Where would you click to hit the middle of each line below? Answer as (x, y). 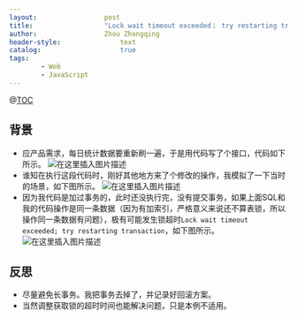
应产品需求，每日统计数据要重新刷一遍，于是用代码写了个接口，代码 (146, 153)
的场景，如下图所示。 (61, 186)
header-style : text (73, 42)
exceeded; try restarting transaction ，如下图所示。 (120, 230)
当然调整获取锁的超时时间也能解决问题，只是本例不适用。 (126, 306)
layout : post (65, 17)
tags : (19, 58)
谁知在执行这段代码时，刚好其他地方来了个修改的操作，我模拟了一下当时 (153, 175)
